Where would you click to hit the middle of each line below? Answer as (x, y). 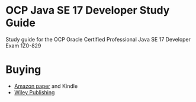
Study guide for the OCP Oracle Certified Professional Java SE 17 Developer (98, 39)
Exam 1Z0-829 (23, 46)
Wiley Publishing (34, 92)
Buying (23, 70)
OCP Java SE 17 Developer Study (88, 10)
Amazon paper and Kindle (46, 86)
